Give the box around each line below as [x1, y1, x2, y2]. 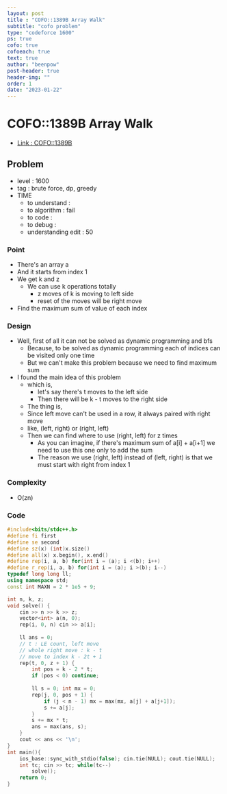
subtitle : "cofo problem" [7, 23, 81, 29]
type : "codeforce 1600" [7, 29, 75, 36]
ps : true [7, 36, 32, 43]
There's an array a [16, 261, 69, 269]
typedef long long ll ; [7, 570, 72, 578]
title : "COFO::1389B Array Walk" [7, 16, 106, 23]
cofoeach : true [7, 49, 51, 56]
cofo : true [7, 42, 38, 49]
